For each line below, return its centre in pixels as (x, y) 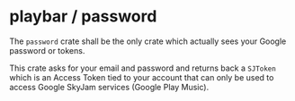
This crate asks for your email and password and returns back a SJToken (143, 68)
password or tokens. (47, 50)
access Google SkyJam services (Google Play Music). (109, 87)
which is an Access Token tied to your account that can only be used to (142, 77)
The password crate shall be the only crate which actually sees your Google (148, 41)
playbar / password (83, 17)
